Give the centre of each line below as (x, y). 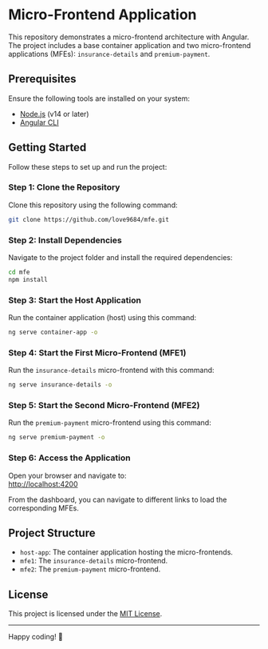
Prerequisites (42, 79)
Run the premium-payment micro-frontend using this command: (110, 423)
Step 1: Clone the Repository (64, 187)
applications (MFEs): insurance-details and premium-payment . (109, 54)
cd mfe (19, 272)
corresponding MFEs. (44, 508)
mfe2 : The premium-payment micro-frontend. (90, 569)
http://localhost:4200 (43, 484)
